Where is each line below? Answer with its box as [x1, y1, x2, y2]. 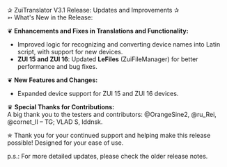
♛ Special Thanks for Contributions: [7, 103, 115, 111]
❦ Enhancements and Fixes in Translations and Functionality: [7, 27, 189, 35]
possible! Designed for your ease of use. [7, 138, 124, 147]
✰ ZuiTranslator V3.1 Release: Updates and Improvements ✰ [7, 6, 180, 14]
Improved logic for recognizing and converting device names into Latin [17, 40, 221, 48]
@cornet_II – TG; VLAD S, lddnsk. [7, 118, 103, 126]
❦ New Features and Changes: [7, 76, 98, 84]
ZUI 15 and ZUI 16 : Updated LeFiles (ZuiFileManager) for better [17, 55, 198, 63]
